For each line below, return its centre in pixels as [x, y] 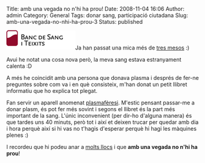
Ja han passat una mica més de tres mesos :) [132, 48]
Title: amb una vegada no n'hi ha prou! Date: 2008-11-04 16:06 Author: [95, 9]
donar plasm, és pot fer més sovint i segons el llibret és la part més [91, 109]
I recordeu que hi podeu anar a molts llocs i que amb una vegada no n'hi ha [102, 147]
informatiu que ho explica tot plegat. [52, 91]
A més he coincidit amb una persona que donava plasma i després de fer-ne [102, 78]
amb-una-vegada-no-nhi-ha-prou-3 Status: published [75, 22]
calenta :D [19, 66]
